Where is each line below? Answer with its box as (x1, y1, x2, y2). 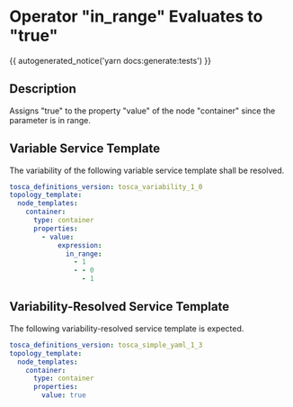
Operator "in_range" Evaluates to (9, 6, 263, 27)
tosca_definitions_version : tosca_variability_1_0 (9, 182, 203, 191)
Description (9, 81, 76, 96)
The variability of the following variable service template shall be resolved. (9, 165, 285, 176)
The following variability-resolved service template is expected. (9, 322, 244, 334)
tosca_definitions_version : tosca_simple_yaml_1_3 (9, 340, 203, 349)
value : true (41, 391, 87, 400)
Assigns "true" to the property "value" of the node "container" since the (9, 105, 276, 116)
